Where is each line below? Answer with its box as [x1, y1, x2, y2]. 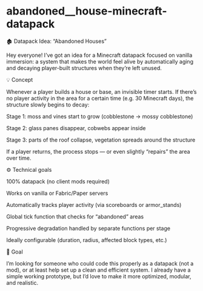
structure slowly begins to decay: [6, 101, 90, 108]
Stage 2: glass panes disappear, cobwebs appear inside [6, 124, 146, 131]
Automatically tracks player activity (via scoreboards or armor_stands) [6, 201, 182, 208]
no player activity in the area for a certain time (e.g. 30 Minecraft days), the [6, 94, 194, 102]
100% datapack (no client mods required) [6, 177, 110, 185]
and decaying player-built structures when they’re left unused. [6, 64, 162, 71]
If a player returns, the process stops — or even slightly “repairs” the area [6, 148, 190, 155]
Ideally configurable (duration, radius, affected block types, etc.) [6, 236, 167, 243]
